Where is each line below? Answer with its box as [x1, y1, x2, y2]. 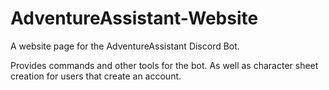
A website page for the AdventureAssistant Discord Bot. [10, 40, 240, 52]
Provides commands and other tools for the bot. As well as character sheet [10, 59, 319, 71]
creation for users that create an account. [10, 70, 182, 82]
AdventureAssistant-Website [10, 7, 259, 30]
